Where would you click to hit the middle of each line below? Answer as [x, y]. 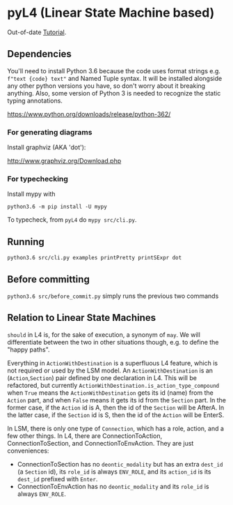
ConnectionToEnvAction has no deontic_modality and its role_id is [113, 486]
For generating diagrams [50, 132]
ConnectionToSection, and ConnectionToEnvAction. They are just [101, 443]
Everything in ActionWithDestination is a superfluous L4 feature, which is [112, 363]
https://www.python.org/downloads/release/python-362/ [89, 114]
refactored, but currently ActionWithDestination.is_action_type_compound [113, 385]
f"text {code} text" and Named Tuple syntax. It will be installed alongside [115, 78]
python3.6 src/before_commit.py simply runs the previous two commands [113, 296]
